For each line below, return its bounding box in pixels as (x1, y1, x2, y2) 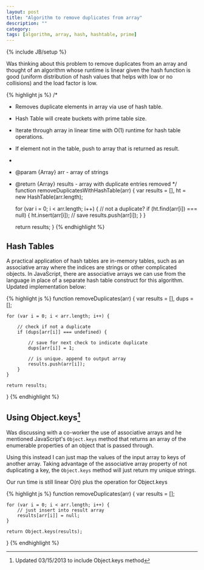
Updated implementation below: (6, 283, 86, 290)
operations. (15, 133, 44, 141)
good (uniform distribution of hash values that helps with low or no (6, 73, 173, 80)
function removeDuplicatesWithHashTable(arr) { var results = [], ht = (15, 187, 186, 194)
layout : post (6, 9, 39, 15)
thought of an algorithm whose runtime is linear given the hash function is (6, 66, 191, 74)
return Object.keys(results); (6, 528, 83, 535)
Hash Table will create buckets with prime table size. (15, 115, 147, 122)
